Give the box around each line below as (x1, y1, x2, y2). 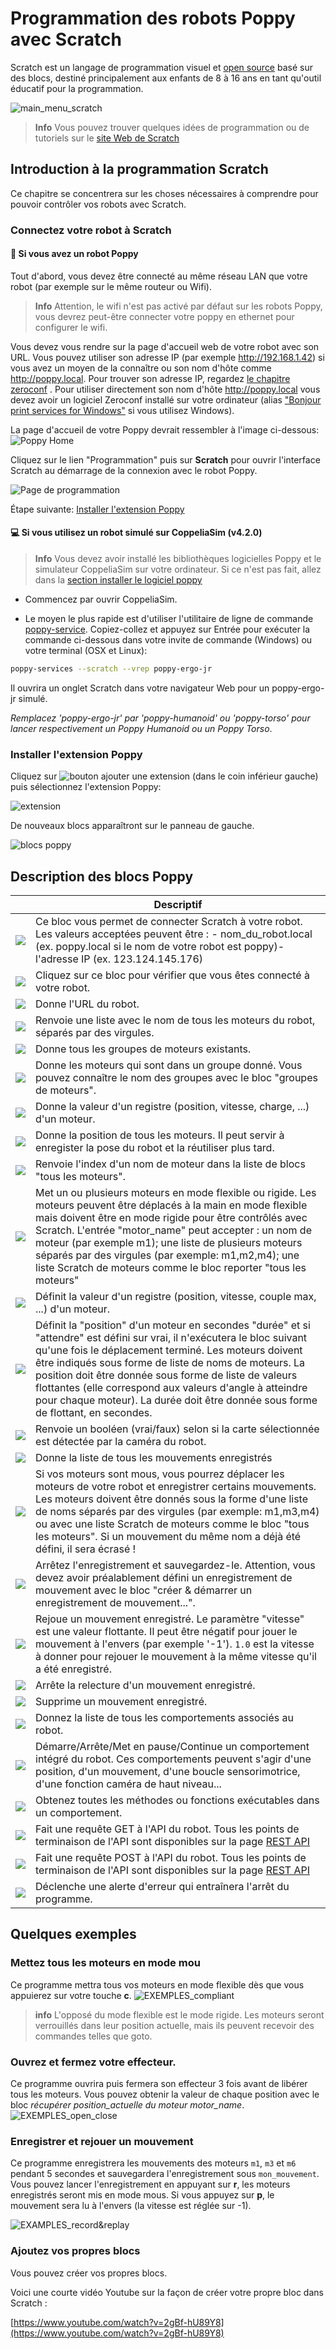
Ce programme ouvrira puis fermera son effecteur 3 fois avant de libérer (10, 2078, 308, 2090)
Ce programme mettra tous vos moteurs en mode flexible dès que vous (10, 1978, 305, 1991)
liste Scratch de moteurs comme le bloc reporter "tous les (35, 1261, 307, 1275)
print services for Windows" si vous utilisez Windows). (10, 404, 235, 416)
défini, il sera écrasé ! (35, 1542, 137, 1556)
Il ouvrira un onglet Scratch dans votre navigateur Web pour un (10, 682, 270, 694)
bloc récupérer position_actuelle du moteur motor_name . (10, 2099, 245, 2111)
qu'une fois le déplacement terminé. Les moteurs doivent (35, 1343, 303, 1357)
